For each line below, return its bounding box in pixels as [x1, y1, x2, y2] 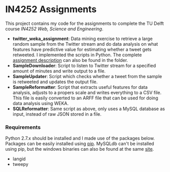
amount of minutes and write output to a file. [12, 67, 106, 74]
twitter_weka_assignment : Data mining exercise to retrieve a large [12, 36, 153, 42]
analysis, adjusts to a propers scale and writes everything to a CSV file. [12, 89, 161, 95]
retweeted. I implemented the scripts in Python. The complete [12, 52, 142, 58]
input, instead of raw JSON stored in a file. [12, 111, 101, 117]
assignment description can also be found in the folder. [12, 57, 128, 63]
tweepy [12, 161, 29, 167]
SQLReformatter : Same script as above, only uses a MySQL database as [12, 106, 165, 112]
